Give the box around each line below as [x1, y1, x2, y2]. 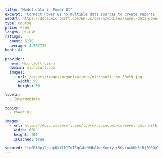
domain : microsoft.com [9, 65, 55, 70]
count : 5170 [9, 39, 34, 44]
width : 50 [17, 79, 38, 84]
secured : [5, 145, 23, 150]
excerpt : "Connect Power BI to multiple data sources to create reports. [5, 12, 158, 16]
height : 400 [14, 132, 38, 137]
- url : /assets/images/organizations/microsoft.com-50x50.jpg [14, 75, 142, 79]
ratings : [5, 34, 23, 39]
